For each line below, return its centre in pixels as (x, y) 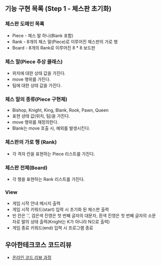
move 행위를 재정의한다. (35, 122)
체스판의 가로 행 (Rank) (31, 142)
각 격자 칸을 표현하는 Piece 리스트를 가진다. (53, 154)
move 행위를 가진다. (31, 79)
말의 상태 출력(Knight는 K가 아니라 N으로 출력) (65, 222)
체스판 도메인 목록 (25, 24)
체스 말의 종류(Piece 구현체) (36, 99)
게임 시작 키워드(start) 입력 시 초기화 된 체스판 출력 (60, 210)
